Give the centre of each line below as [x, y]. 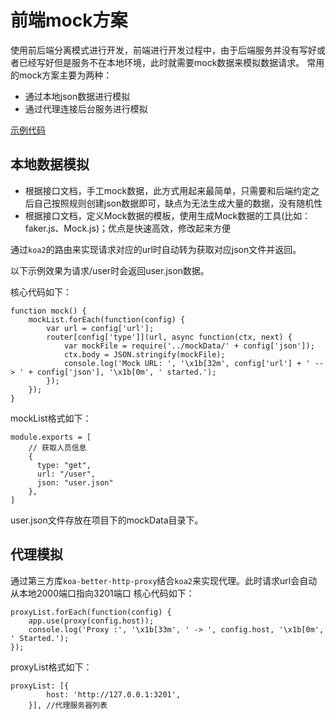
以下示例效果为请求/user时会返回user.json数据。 [110, 270]
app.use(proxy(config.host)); [91, 621]
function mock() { [48, 311]
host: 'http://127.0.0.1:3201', [114, 694]
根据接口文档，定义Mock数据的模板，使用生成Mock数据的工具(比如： [168, 215]
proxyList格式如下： [51, 667]
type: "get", [64, 465]
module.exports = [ [51, 437]
